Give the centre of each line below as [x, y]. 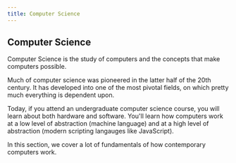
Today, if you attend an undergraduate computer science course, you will [113, 109]
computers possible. [37, 67]
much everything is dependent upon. [61, 95]
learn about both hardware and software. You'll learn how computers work [115, 116]
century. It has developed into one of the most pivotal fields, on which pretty [118, 88]
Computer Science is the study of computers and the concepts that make [114, 59]
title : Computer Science [44, 14]
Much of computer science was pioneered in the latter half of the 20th [109, 80]
